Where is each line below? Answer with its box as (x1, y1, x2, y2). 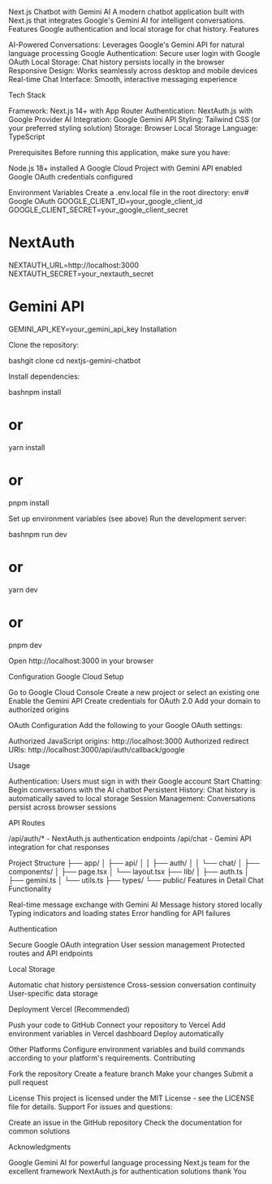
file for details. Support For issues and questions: (8, 1101, 173, 1112)
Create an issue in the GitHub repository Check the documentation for (8, 1117, 243, 1127)
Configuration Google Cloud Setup (8, 671, 124, 681)
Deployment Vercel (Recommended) (8, 1004, 130, 1014)
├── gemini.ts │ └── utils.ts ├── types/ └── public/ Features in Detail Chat (8, 875, 264, 885)
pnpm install (8, 497, 50, 507)
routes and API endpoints (8, 948, 93, 958)
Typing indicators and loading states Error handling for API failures (8, 908, 231, 917)
